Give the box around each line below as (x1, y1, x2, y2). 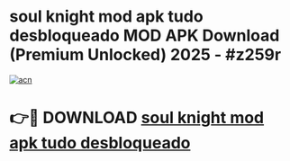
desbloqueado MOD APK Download (9, 25, 280, 46)
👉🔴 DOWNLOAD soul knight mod (9, 108, 265, 128)
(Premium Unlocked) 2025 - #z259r (9, 45, 282, 65)
